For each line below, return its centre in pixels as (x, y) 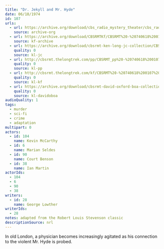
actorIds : (15, 173)
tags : (10, 105)
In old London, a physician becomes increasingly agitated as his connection (81, 236)
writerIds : (16, 209)
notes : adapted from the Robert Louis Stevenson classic (64, 218)
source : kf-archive (34, 41)
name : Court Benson (34, 159)
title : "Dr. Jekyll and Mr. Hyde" (40, 10)
